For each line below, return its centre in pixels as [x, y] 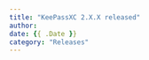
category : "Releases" [49, 42]
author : [24, 26]
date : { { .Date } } [43, 34]
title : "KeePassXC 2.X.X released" [75, 17]
